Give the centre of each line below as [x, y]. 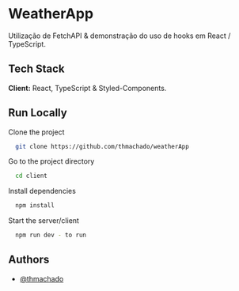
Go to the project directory [51, 161]
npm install [35, 206]
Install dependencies [42, 191]
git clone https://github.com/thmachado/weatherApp [102, 146]
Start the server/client [44, 221]
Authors [29, 260]
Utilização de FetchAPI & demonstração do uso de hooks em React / [119, 36]
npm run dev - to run [51, 235]
